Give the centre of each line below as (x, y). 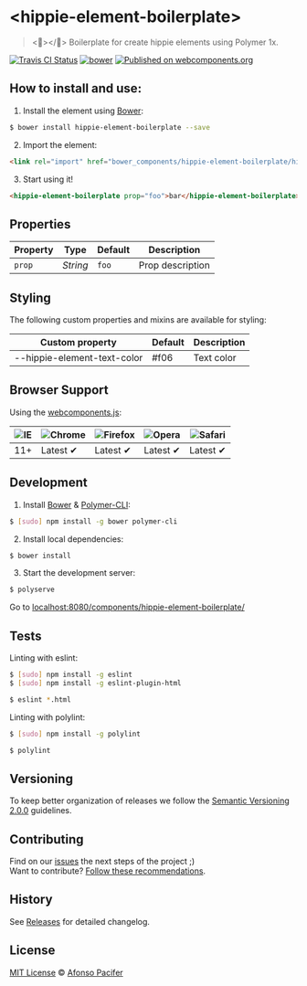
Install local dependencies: (73, 539)
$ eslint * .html (40, 700)
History (31, 900)
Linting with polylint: (48, 717)
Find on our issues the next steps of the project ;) (102, 862)
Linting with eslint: (44, 658)
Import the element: (60, 144)
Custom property (78, 342)
